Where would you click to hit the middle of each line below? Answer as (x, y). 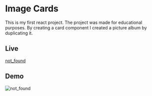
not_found (15, 61)
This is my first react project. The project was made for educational (74, 22)
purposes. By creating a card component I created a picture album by (76, 27)
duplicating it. (19, 33)
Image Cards (32, 9)
